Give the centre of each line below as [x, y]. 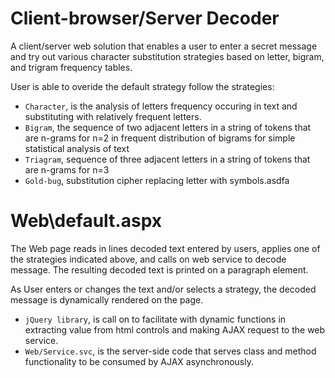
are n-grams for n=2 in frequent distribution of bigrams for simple [160, 138]
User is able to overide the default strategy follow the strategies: [142, 86]
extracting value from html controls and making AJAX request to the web [175, 329]
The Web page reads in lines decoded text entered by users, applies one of [165, 248]
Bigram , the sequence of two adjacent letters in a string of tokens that [168, 127]
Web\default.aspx [86, 221]
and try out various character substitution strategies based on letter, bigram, [167, 56]
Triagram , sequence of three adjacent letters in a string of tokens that [167, 159]
